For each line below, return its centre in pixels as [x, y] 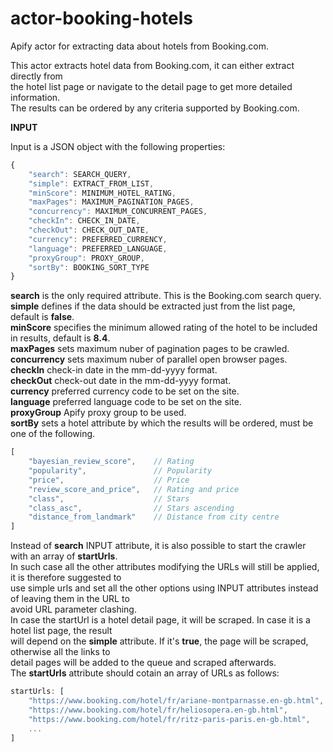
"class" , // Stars [109, 498]
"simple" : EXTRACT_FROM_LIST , [91, 183]
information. [35, 97]
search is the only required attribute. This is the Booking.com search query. [166, 296]
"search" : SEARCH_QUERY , [80, 174]
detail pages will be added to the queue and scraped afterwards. [143, 663]
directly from [36, 76]
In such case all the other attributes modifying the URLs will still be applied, [165, 567]
